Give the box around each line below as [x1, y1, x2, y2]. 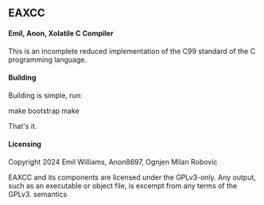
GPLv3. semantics [8, 190, 68, 199]
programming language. [8, 55, 87, 64]
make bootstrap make [8, 106, 80, 115]
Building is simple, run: [8, 91, 83, 100]
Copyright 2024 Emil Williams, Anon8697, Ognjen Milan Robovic [8, 157, 218, 166]
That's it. [8, 121, 37, 130]
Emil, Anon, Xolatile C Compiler [8, 28, 114, 38]
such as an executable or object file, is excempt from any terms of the [8, 181, 238, 190]
